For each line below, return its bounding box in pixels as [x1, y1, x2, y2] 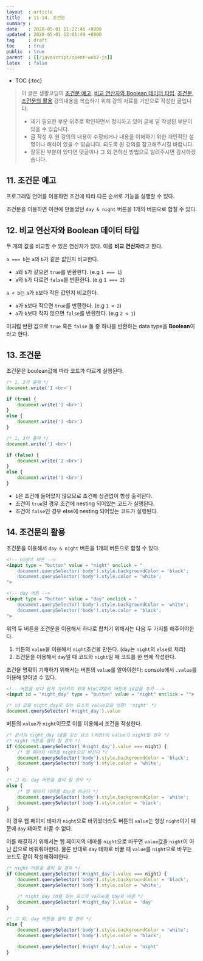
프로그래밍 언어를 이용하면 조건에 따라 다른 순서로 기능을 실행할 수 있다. [6, 193, 175, 200]
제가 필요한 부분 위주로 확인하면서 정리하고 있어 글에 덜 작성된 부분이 [30, 117, 193, 125]
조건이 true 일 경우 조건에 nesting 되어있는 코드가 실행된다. [15, 500, 155, 507]
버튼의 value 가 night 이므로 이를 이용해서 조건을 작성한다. [6, 720, 142, 727]
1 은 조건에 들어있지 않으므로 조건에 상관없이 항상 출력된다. [15, 492, 153, 499]
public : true [6, 49, 45, 55]
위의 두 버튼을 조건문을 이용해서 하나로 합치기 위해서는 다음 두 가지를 [6, 625, 168, 632]
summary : [6, 20, 32, 26]
